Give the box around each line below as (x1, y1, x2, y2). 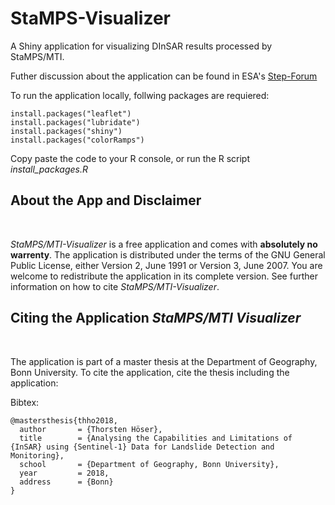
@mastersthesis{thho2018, (10, 415, 118, 426)
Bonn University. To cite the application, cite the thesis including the (10, 366, 290, 378)
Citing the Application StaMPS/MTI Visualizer (10, 310, 302, 327)
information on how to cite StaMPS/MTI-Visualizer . (10, 280, 220, 292)
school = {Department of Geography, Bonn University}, (19, 459, 280, 469)
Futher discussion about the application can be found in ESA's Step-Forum (10, 70, 318, 82)
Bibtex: (10, 396, 40, 408)
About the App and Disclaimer (10, 192, 202, 209)
